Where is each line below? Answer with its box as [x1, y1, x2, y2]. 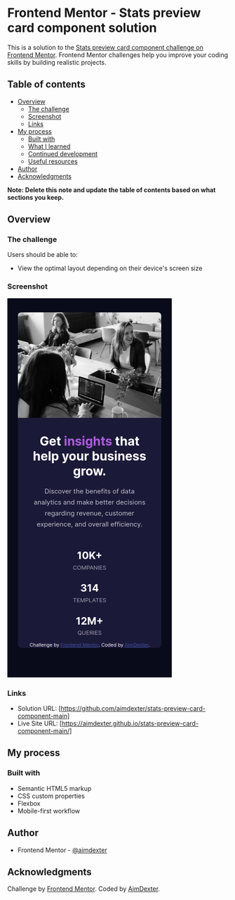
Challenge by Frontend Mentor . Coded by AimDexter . [7, 885, 160, 893]
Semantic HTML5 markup [17, 784, 92, 792]
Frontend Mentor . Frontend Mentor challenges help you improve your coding [7, 51, 229, 59]
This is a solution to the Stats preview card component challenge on [7, 43, 203, 51]
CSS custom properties [17, 792, 86, 800]
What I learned [27, 142, 71, 151]
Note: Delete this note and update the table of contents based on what [7, 185, 216, 194]
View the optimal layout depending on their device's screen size [17, 264, 203, 272]
